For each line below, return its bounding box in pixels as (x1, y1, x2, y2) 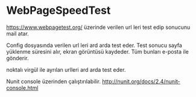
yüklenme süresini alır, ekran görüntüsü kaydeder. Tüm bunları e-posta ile (6, 48, 189, 55)
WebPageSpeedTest (6, 4, 111, 17)
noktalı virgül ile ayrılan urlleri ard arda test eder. (6, 66, 126, 73)
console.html (6, 84, 39, 91)
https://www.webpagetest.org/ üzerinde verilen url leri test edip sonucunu (6, 23, 191, 31)
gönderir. (6, 54, 29, 61)
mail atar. (6, 30, 29, 37)
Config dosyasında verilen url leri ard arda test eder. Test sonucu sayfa (6, 42, 183, 49)
